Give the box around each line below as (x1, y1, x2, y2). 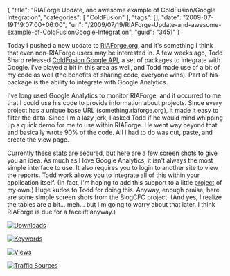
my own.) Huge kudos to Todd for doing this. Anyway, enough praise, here (7, 186, 220, 194)
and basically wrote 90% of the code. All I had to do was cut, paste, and (7, 128, 213, 136)
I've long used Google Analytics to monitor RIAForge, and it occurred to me (7, 91, 222, 100)
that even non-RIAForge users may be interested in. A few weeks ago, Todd (7, 48, 223, 57)
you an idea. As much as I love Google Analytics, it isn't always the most (7, 156, 213, 165)
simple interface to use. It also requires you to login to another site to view (7, 164, 218, 172)
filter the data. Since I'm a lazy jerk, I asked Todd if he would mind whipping (7, 113, 224, 122)
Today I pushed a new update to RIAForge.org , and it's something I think (7, 42, 213, 49)
